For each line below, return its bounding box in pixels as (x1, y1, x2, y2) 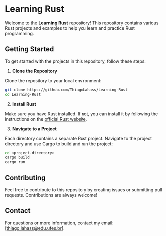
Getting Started (5, 45, 54, 53)
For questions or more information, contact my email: (5, 220, 114, 226)
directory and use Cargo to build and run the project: (5, 141, 113, 147)
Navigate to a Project (12, 126, 57, 132)
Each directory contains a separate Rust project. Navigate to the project (5, 135, 152, 141)
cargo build (5, 155, 30, 160)
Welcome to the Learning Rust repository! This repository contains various (5, 20, 159, 26)
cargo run (5, 160, 26, 165)
